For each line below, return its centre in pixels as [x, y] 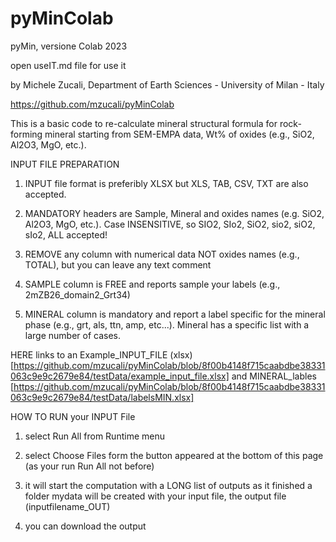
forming [26, 134]
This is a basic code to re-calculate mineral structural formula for [144, 123]
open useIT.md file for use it [68, 65]
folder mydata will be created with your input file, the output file [155, 496]
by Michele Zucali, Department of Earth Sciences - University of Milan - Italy [167, 84]
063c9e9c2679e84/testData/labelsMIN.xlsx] [102, 397]
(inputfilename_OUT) [67, 506]
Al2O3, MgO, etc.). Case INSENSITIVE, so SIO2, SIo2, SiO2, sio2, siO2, [170, 224]
